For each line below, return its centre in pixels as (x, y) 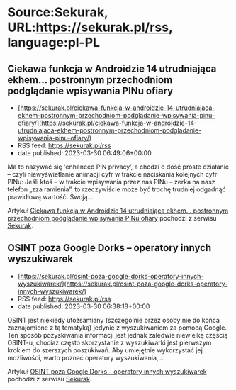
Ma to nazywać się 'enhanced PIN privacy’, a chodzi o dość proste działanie (118, 167)
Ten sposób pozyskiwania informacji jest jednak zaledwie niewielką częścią (118, 335)
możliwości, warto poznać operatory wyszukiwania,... (86, 357)
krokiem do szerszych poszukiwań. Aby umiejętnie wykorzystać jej (105, 350)
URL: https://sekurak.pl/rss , (90, 27)
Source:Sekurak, (58, 12)
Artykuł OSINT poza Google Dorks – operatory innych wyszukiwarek (107, 371)
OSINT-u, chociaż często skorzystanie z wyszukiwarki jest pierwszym (109, 342)
